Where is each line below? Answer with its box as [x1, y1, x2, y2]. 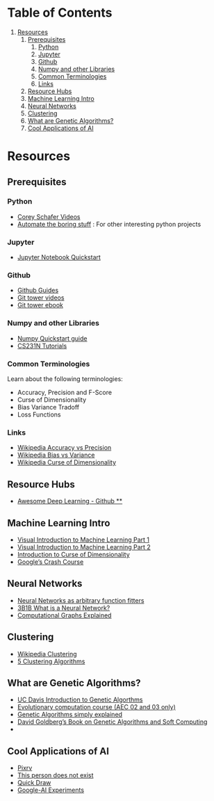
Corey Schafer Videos [17, 212, 81, 220]
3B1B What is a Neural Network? [17, 604, 110, 612]
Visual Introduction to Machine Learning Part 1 [17, 535, 150, 544]
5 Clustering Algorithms [17, 657, 85, 665]
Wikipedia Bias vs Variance [17, 451, 95, 460]
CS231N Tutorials [17, 341, 67, 350]
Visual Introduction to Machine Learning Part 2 [17, 542, 151, 551]
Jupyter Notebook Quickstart [17, 253, 101, 261]
